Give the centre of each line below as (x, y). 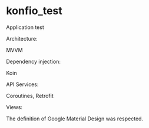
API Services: (22, 84)
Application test (25, 27)
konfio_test (34, 11)
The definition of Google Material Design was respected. (74, 119)
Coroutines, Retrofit (30, 96)
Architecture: (22, 38)
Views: (14, 107)
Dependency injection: (33, 61)
